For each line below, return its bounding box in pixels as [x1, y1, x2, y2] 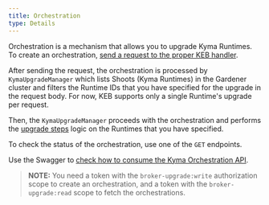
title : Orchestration [8, 11, 81, 20]
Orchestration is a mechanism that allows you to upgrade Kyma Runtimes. [8, 41, 253, 51]
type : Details [8, 19, 56, 27]
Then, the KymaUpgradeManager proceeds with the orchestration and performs [8, 115, 262, 125]
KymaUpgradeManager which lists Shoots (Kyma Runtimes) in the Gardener [8, 74, 247, 84]
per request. [8, 100, 50, 109]
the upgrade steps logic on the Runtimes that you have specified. [8, 124, 224, 133]
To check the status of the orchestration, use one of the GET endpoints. [8, 139, 243, 149]
